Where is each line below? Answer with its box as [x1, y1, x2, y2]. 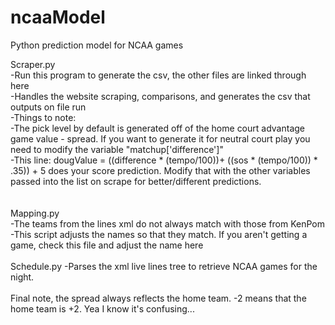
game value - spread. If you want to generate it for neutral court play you [10, 132, 311, 145]
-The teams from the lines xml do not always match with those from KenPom [10, 217, 326, 230]
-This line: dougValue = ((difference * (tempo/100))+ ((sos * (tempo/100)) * [10, 154, 318, 166]
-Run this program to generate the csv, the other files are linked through [10, 69, 307, 81]
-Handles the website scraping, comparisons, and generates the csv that [10, 90, 311, 102]
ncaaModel [10, 6, 106, 29]
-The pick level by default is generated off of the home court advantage [10, 122, 305, 134]
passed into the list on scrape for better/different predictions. [10, 175, 262, 187]
